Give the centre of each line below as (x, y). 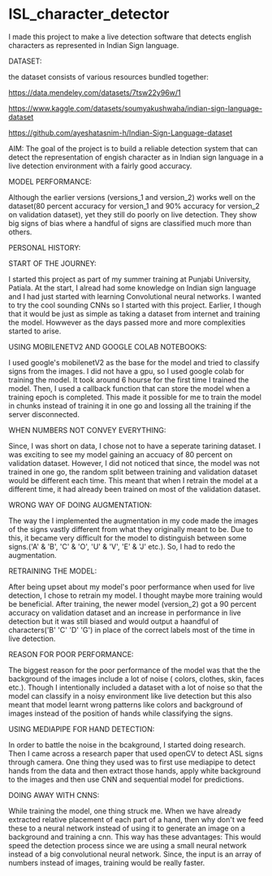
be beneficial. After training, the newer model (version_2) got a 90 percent (133, 604)
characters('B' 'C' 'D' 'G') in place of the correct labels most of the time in (132, 630)
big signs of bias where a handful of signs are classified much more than (130, 223)
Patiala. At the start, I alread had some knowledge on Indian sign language (132, 288)
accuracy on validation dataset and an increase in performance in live (125, 612)
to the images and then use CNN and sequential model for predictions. (126, 779)
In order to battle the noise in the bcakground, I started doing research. (127, 744)
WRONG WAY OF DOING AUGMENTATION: (80, 504)
